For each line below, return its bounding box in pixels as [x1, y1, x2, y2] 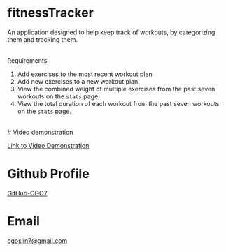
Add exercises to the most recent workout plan [17, 70, 153, 78]
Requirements [7, 56, 48, 64]
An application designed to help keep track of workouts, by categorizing [7, 28, 216, 36]
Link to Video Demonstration [7, 141, 90, 149]
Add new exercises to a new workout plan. [17, 77, 140, 85]
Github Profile [7, 166, 90, 182]
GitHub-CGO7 [7, 188, 48, 197]
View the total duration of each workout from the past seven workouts [17, 99, 220, 108]
